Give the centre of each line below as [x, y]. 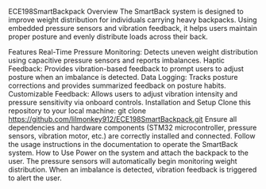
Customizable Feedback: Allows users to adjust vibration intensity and [123, 94]
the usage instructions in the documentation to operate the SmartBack [123, 144]
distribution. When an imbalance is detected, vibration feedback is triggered [133, 170]
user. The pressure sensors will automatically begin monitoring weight [123, 161]
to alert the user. [35, 178]
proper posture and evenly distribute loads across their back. [108, 36]
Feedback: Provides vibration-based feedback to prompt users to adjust [126, 69]
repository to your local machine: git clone [77, 111]
